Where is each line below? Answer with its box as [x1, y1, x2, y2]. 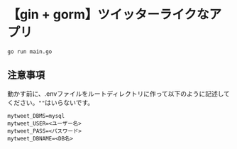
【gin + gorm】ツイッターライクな [7, 6, 209, 23]
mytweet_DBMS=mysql [7, 112, 65, 119]
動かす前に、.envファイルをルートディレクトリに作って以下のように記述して [7, 89, 231, 98]
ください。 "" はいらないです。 [7, 98, 94, 106]
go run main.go [7, 48, 53, 55]
